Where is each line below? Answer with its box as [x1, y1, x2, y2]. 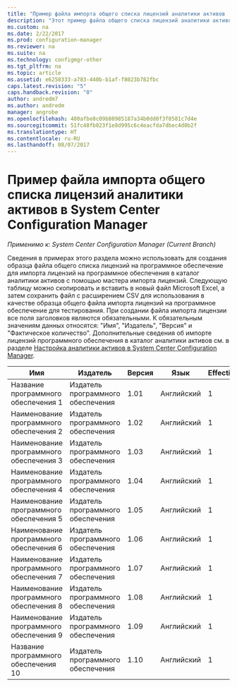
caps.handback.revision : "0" [7, 89, 93, 96]
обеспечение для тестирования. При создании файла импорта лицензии [7, 306, 227, 315]
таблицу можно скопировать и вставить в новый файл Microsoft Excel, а [7, 284, 225, 293]
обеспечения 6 [11, 543, 63, 553]
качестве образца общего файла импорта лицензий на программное [7, 299, 217, 308]
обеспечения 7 [11, 572, 63, 582]
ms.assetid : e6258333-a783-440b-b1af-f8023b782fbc [7, 75, 159, 83]
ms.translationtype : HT [7, 128, 78, 135]
